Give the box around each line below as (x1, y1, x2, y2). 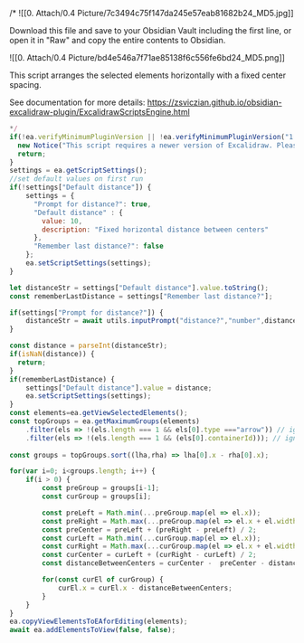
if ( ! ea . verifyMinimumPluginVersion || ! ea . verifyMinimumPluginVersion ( (9, 132, 285, 141)
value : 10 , (42, 216, 83, 225)
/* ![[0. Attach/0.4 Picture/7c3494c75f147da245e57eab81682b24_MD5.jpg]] (9, 8, 294, 18)
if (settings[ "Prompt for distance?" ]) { (9, 307, 165, 317)
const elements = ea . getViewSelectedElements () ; (9, 409, 188, 418)
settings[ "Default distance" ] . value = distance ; (25, 383, 213, 392)
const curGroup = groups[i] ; (42, 492, 152, 501)
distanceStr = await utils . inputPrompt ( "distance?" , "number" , (25, 317, 265, 326)
